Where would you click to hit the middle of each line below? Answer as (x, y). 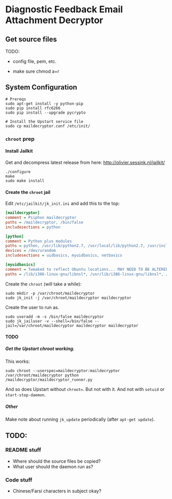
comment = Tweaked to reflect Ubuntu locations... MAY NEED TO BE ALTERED (87, 269)
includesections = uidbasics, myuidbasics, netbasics (64, 255)
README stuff (23, 450)
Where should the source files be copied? (57, 461)
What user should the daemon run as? (53, 466)
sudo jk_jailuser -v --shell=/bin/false (49, 321)
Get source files (31, 39)
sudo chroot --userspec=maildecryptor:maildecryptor (63, 371)
